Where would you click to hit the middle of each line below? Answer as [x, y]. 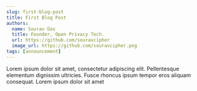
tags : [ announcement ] [34, 52]
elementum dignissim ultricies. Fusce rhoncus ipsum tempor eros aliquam [99, 75]
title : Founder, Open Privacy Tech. [58, 35]
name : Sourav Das [34, 29]
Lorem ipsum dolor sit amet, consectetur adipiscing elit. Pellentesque [93, 69]
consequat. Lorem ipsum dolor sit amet [55, 81]
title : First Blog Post [36, 18]
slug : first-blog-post [35, 12]
